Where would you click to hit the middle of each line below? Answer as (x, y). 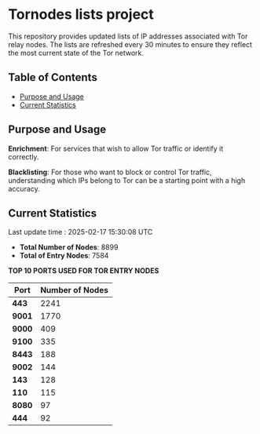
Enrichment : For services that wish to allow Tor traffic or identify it (116, 148)
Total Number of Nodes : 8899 (69, 247)
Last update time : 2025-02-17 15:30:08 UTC (81, 232)
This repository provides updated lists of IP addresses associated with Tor (128, 36)
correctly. (24, 157)
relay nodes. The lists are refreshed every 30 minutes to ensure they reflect (130, 44)
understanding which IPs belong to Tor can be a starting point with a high (127, 180)
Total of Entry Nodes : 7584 (64, 256)
